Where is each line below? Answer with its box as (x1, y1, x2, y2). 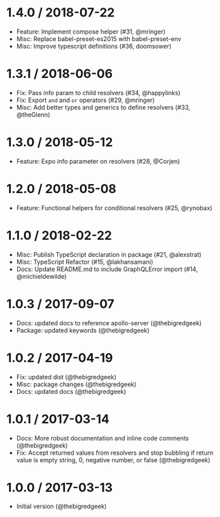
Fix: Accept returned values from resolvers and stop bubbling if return (16, 449, 214, 457)
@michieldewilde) (16, 272, 67, 280)
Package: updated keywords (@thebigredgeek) (16, 326, 150, 334)
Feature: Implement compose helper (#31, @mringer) (16, 27, 166, 36)
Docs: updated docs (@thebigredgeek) (16, 387, 127, 395)
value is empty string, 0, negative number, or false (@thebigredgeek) (16, 455, 211, 464)
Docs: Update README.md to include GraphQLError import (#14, (16, 265, 198, 273)
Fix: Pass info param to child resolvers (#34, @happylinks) (16, 88, 181, 97)
